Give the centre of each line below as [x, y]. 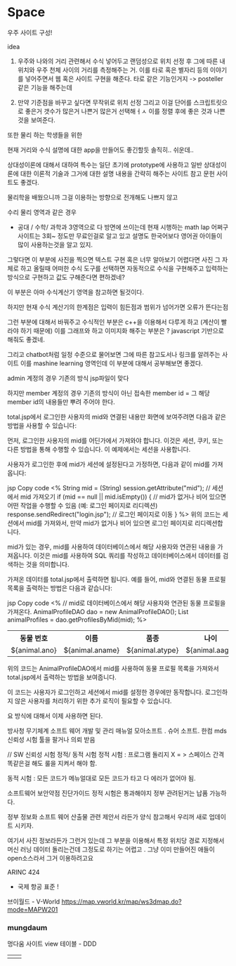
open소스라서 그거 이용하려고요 [50, 858]
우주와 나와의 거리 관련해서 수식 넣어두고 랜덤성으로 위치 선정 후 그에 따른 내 [122, 61]
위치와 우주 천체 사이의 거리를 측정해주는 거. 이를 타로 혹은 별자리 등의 [113, 70]
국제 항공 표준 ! [38, 887]
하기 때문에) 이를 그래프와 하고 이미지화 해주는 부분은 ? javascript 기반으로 [122, 330]
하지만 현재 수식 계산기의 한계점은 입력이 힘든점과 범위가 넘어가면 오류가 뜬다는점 [118, 307]
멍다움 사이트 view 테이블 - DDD [52, 944]
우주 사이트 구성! [30, 32]
